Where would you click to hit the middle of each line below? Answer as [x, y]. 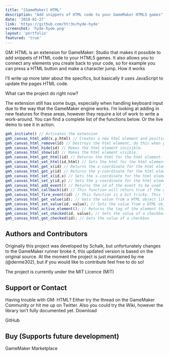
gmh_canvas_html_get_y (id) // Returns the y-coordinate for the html [80, 171]
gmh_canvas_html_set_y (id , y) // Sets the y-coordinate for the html [78, 181]
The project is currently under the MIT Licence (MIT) [60, 272]
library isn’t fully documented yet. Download [51, 311]
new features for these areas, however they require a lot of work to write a [82, 113]
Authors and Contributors [47, 234]
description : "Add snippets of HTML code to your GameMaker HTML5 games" [84, 15]
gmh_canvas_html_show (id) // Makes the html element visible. [72, 153]
